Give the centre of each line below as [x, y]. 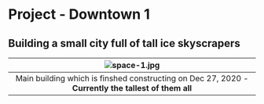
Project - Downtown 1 [79, 14]
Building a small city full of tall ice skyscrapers [125, 43]
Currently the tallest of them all [132, 88]
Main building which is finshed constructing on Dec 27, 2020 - [132, 78]
